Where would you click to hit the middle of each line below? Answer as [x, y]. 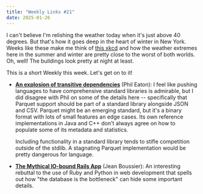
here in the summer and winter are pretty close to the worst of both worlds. [101, 54]
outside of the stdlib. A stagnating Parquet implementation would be [100, 148]
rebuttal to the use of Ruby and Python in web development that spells [103, 172]
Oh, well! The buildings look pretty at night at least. [70, 61]
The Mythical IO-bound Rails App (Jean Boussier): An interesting [98, 166]
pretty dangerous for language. [54, 154]
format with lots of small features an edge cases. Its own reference [99, 117]
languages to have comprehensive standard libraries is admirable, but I [104, 91]
